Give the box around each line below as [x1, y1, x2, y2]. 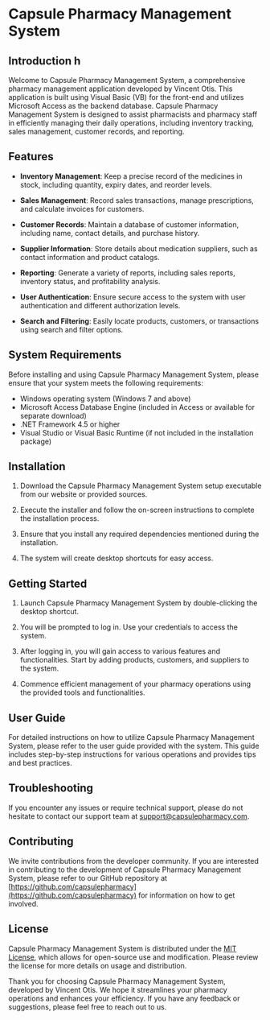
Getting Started [8, 576, 88, 590]
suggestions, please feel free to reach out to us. [8, 1001, 167, 1011]
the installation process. [19, 514, 100, 523]
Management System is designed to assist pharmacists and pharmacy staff [8, 109, 258, 119]
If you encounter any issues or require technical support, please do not [8, 803, 243, 812]
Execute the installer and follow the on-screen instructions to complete [19, 505, 255, 515]
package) [19, 436, 52, 446]
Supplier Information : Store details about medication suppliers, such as [19, 243, 259, 254]
